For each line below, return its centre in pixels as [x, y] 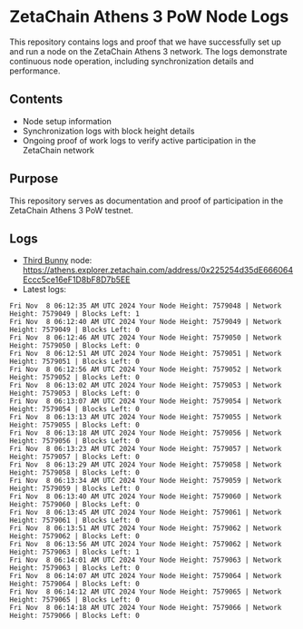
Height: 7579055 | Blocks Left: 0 [75, 425]
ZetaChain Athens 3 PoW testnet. [71, 210]
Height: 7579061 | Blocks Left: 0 [75, 521]
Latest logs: [44, 290]
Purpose [34, 179]
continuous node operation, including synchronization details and [132, 61]
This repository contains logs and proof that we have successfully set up [145, 42]
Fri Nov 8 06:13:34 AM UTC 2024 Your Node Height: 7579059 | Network [146, 481]
